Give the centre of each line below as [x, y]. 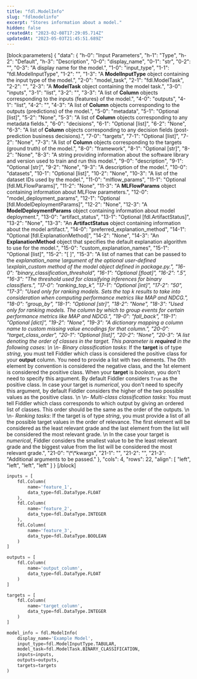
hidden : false [24, 28]
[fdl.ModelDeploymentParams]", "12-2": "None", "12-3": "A [77, 204]
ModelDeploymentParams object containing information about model [91, 211]
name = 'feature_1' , [50, 487]
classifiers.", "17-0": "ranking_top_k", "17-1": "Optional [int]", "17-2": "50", [95, 285]
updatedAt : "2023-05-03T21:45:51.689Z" [55, 39]
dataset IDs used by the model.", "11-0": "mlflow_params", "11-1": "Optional [96, 180]
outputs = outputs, [38, 660]
